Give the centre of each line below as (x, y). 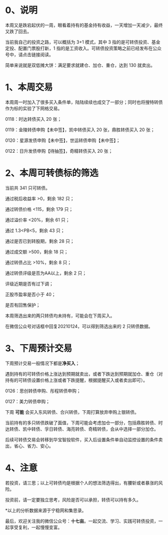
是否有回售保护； (23, 305)
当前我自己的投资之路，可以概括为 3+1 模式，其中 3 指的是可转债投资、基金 (83, 42)
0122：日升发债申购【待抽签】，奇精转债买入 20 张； (59, 151)
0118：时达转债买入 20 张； (33, 119)
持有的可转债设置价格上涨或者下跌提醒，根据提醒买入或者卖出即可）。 (76, 380)
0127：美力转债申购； (27, 401)
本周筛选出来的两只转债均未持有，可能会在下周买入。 (60, 316)
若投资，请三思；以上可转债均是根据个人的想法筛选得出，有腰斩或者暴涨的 (82, 483)
